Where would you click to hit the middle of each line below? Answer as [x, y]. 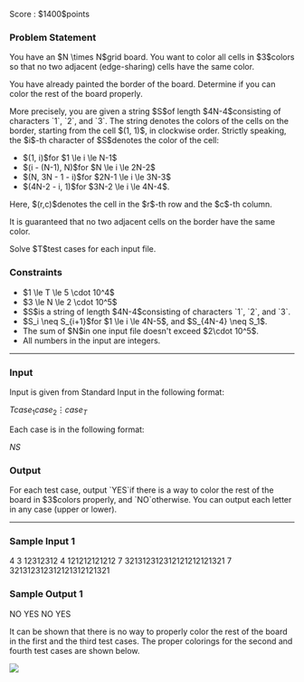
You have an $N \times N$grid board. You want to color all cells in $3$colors [152, 57]
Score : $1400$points [50, 14]
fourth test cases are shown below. [75, 650]
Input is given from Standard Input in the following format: [117, 392]
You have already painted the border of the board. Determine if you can [142, 84]
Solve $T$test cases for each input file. [83, 249]
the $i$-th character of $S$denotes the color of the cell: [114, 140]
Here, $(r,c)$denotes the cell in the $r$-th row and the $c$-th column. [141, 205]
